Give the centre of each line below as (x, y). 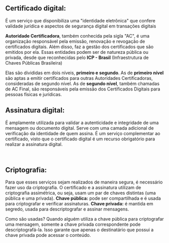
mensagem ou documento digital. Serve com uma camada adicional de (79, 128)
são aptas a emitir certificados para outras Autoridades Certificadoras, (79, 78)
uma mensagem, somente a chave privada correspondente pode (73, 224)
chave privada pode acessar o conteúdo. (48, 235)
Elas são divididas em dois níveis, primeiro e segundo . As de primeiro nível (84, 73)
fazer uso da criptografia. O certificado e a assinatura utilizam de (73, 188)
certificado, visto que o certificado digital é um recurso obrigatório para (80, 139)
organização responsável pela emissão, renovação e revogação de (75, 41)
